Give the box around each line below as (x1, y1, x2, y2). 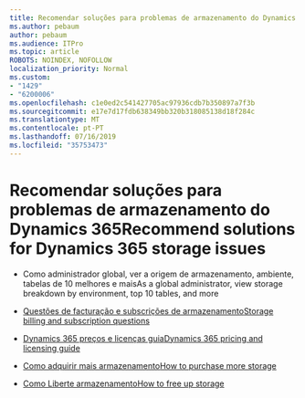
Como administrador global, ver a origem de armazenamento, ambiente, (22, 268, 294, 279)
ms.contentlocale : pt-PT (9, 124, 104, 133)
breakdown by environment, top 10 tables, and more (22, 288, 219, 298)
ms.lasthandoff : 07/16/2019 (9, 132, 117, 141)
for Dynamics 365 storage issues (9, 238, 267, 258)
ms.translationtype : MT (9, 115, 100, 124)
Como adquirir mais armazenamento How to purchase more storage (22, 360, 277, 371)
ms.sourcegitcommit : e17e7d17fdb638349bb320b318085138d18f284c (9, 107, 256, 116)
